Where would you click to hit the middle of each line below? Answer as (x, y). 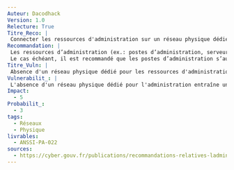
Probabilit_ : (26, 104)
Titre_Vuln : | (28, 65)
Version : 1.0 (26, 20)
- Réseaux (28, 123)
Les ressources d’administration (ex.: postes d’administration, (107, 53)
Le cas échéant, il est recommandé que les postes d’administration (112, 59)
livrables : (23, 136)
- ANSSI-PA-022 (36, 143)
